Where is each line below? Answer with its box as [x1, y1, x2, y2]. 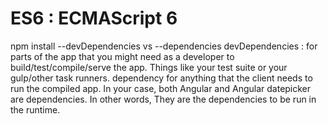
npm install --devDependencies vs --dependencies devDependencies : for [10, 40, 318, 52]
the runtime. [10, 103, 61, 116]
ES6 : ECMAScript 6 [10, 7, 178, 30]
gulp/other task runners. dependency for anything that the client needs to [10, 72, 313, 84]
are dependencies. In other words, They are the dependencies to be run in [10, 93, 317, 105]
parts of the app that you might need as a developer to [10, 50, 235, 62]
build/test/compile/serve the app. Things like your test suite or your [10, 61, 288, 73]
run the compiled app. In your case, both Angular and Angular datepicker [10, 82, 312, 94]
